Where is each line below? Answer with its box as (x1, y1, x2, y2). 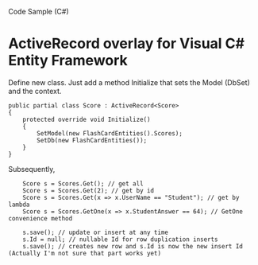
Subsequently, (8, 164, 56, 173)
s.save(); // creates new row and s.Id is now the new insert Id (22, 242, 244, 250)
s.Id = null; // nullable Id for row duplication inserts (22, 235, 218, 244)
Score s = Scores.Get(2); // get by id (22, 186, 155, 194)
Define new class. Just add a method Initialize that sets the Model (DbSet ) (8, 77, 250, 87)
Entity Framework (8, 52, 129, 70)
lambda (8, 201, 30, 208)
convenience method (8, 214, 73, 222)
